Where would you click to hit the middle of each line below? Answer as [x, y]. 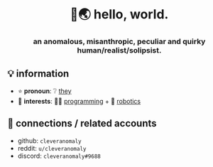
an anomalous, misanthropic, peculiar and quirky [119, 42]
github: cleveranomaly [49, 141]
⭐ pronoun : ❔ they [45, 91]
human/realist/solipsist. [119, 50]
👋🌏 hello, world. [119, 15]
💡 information [38, 74]
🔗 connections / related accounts [82, 123]
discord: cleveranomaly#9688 [59, 156]
